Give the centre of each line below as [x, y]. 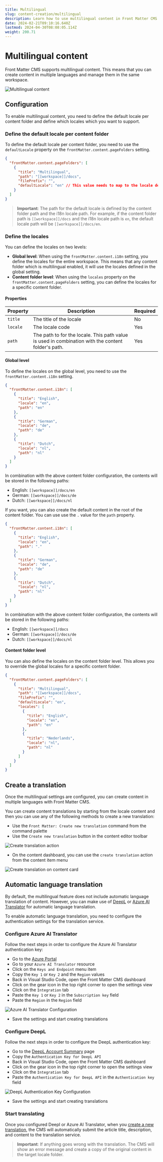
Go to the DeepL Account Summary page [53, 1051]
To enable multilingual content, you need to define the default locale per [77, 116]
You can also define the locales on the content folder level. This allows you [80, 661]
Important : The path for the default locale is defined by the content [84, 208]
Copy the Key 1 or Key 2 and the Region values [58, 974]
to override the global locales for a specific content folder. [63, 666]
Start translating [25, 1114]
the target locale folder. [40, 1154]
